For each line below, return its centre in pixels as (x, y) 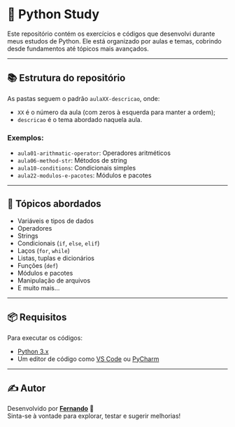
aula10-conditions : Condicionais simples (77, 168)
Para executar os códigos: (45, 338)
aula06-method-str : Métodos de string (72, 161)
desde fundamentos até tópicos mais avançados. (78, 48)
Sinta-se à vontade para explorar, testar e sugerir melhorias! (94, 416)
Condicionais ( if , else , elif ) (58, 243)
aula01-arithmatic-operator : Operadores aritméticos (94, 153)
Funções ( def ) (37, 265)
